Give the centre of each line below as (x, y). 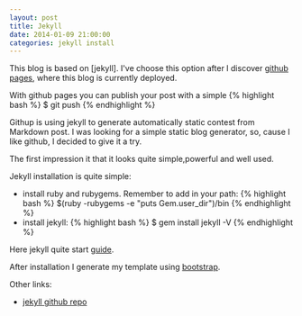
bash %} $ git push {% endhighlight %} (82, 105)
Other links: (31, 284)
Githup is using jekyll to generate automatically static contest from (132, 122)
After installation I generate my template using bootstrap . (115, 267)
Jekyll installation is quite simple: (70, 176)
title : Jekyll (36, 26)
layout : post (34, 18)
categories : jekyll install (62, 43)
